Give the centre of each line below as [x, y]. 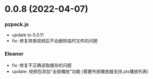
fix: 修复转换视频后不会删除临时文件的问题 [54, 41]
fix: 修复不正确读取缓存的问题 [42, 65]
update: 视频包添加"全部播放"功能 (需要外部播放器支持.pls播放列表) [80, 71]
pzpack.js [17, 25]
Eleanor [14, 54]
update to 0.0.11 [28, 35]
